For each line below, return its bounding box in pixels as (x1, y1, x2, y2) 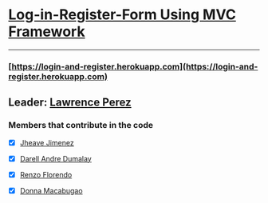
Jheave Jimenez (19, 137, 74, 147)
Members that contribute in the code (8, 120, 154, 131)
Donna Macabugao (19, 185, 83, 195)
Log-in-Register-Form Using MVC (8, 6, 237, 24)
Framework (8, 22, 85, 41)
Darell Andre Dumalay (19, 153, 92, 163)
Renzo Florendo (19, 169, 73, 179)
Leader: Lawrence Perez (8, 96, 132, 109)
